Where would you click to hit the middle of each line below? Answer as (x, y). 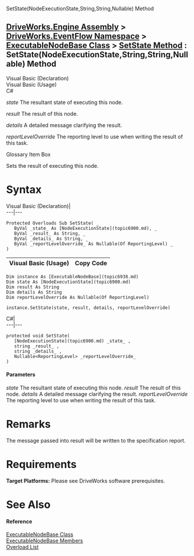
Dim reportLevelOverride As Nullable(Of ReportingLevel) (78, 297)
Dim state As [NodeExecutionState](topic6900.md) (69, 282)
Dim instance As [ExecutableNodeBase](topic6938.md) (72, 277)
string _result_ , (37, 346)
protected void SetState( (38, 336)
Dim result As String (33, 287)
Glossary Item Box (28, 154)
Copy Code (91, 263)
